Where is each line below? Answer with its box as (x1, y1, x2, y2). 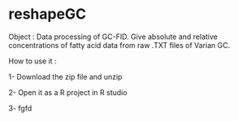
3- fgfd (8, 103, 32, 113)
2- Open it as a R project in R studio (8, 87, 128, 97)
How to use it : (8, 56, 57, 66)
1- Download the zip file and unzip (8, 71, 123, 81)
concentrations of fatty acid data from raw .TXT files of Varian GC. (8, 40, 231, 50)
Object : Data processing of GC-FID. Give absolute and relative (8, 32, 218, 41)
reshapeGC (8, 5, 87, 24)
